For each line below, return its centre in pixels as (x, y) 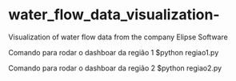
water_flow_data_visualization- (114, 15)
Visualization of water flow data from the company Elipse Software (118, 37)
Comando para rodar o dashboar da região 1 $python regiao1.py (114, 52)
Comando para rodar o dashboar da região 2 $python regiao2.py (115, 68)
